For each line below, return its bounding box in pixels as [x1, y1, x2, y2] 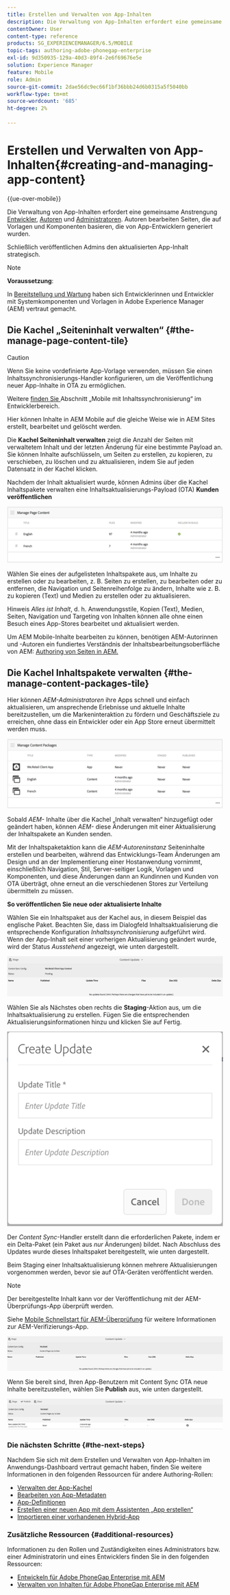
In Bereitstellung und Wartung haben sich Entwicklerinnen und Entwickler [7, 290, 214, 298]
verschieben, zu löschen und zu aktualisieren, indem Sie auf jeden [7, 457, 194, 465]
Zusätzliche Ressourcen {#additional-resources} [7, 1529, 174, 1539]
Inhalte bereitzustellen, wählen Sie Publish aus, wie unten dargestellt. [7, 1385, 203, 1393]
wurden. [7, 230, 31, 238]
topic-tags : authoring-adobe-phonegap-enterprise [7, 47, 152, 54]
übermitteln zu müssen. [7, 886, 74, 894]
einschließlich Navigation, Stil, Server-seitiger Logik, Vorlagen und [7, 864, 194, 873]
